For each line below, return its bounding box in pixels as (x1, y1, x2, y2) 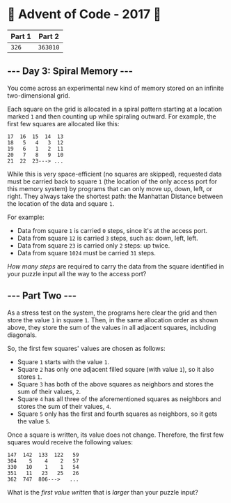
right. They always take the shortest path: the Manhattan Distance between (7, 192, 223, 200)
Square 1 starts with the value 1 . (17, 357, 110, 366)
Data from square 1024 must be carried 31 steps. (17, 248, 157, 257)
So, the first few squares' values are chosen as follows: (7, 344, 166, 352)
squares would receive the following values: (7, 437, 134, 446)
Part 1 (10, 31, 31, 41)
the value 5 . (17, 416, 51, 425)
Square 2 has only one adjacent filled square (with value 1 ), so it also (17, 365, 214, 373)
